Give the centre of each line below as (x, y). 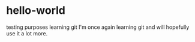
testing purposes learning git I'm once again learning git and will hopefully (98, 27)
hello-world (36, 10)
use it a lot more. (27, 33)
